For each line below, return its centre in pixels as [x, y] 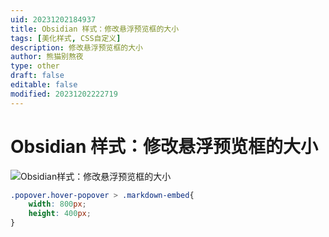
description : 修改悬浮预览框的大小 [76, 47]
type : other [35, 66]
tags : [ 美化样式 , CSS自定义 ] [66, 38]
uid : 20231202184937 [53, 19]
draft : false [37, 76]
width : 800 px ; [57, 204]
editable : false [44, 85]
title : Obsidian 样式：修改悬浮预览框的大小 [95, 29]
